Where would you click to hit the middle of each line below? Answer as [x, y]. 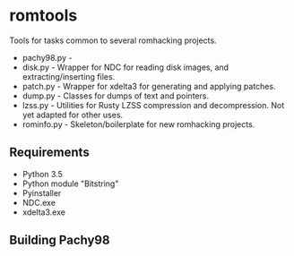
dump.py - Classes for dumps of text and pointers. [115, 96]
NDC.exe [39, 202]
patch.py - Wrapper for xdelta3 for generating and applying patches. [149, 86]
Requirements [49, 153]
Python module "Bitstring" [70, 183]
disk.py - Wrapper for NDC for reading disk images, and [125, 67]
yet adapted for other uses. [73, 115]
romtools [43, 16]
